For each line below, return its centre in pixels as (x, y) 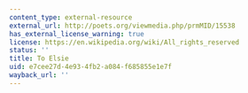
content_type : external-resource (71, 17)
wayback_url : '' (39, 75)
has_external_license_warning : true (77, 34)
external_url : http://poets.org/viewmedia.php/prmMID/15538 (123, 26)
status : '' (29, 50)
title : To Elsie (39, 58)
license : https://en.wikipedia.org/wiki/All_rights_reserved (124, 42)
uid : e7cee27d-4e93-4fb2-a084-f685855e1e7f (91, 67)
